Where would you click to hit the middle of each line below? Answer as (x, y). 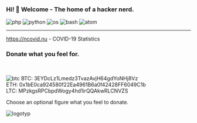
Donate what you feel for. (43, 54)
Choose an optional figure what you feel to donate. (67, 102)
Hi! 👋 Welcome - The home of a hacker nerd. (70, 9)
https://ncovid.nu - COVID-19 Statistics (53, 39)
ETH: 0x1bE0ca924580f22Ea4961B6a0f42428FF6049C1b (76, 84)
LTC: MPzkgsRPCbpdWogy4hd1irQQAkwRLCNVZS (67, 91)
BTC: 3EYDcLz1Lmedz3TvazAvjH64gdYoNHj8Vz (79, 78)
